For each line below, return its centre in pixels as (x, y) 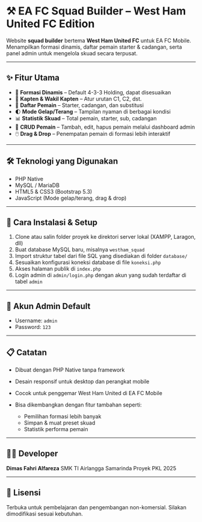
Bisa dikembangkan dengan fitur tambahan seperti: (78, 405)
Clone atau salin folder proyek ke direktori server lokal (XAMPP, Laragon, (105, 237)
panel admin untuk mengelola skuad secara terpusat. (72, 53)
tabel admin (29, 281)
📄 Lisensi (23, 493)
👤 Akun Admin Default (48, 306)
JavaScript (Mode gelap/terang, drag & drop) (71, 198)
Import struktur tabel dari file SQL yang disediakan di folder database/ (101, 256)
